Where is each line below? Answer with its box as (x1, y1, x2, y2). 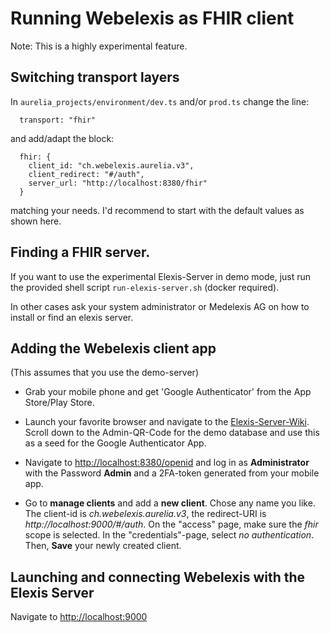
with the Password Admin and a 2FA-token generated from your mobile (24, 467, 320, 479)
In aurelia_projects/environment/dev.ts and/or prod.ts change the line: (10, 95, 310, 107)
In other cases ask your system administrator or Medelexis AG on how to (10, 300, 310, 312)
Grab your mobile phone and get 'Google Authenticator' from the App (24, 386, 312, 398)
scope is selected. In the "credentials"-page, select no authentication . (24, 529, 315, 541)
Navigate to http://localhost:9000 (10, 611, 148, 623)
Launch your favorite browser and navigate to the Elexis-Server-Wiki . (24, 416, 310, 428)
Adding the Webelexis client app (10, 340, 217, 357)
